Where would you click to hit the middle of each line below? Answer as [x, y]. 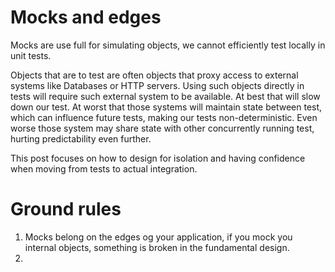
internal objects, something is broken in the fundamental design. [157, 247]
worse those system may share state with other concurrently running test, [162, 128]
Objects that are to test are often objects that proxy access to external [154, 75]
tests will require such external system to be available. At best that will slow [165, 96]
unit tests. [31, 55]
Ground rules [66, 209]
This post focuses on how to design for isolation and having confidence [158, 158]
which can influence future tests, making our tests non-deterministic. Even [164, 117]
